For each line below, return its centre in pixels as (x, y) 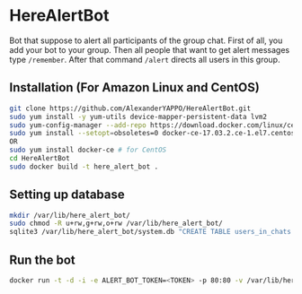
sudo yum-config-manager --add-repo (78, 125)
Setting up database (67, 195)
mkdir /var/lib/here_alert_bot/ (70, 215)
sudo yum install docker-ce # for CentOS (88, 150)
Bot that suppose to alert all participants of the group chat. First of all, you (146, 40)
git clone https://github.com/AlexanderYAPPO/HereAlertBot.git (130, 108)
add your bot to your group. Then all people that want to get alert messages (150, 49)
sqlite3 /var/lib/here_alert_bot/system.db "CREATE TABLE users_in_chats (151, 232)
